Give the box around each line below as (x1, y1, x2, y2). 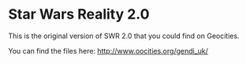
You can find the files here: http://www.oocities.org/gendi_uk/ (8, 46, 209, 55)
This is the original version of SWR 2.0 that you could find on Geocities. (8, 31, 240, 40)
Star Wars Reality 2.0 (8, 5, 150, 23)
